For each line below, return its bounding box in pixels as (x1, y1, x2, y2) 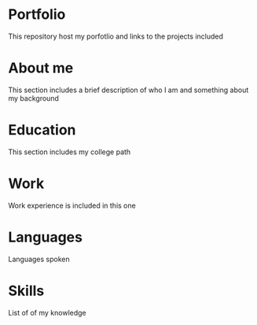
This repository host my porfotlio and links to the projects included (8, 31, 224, 41)
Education (8, 121, 76, 139)
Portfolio (8, 6, 66, 24)
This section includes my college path (8, 147, 131, 157)
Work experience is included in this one (8, 201, 136, 210)
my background (8, 93, 59, 103)
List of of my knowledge (8, 308, 86, 317)
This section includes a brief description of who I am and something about (8, 85, 249, 94)
